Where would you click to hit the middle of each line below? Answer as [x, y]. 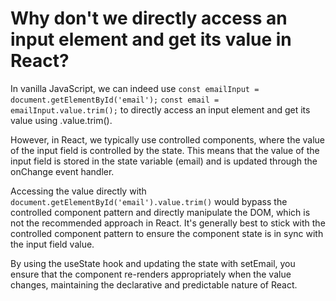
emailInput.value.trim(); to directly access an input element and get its [160, 109]
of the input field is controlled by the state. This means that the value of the [165, 150]
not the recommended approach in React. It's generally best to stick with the [168, 223]
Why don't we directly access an [149, 18]
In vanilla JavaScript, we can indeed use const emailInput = [135, 88]
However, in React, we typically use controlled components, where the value [168, 139]
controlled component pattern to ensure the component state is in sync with [167, 233]
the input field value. [52, 244]
